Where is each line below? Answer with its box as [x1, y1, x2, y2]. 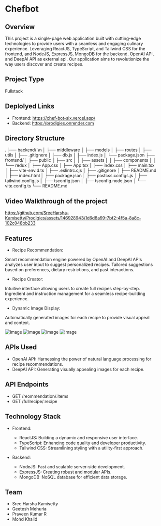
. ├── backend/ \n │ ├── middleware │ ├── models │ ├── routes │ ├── [5, 147, 152, 153]
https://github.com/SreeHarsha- [5, 210, 69, 216]
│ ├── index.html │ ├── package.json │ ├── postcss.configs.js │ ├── [5, 173, 147, 179]
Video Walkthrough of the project [5, 197, 108, 205]
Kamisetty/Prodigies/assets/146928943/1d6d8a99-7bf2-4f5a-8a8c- [5, 215, 141, 221]
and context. [5, 320, 30, 325]
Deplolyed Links [5, 102, 55, 110]
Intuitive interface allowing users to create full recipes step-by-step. [5, 286, 140, 292]
